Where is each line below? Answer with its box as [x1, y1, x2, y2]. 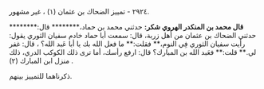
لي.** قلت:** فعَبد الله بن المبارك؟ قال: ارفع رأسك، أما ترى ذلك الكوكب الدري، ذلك [9, 48, 257, 56]
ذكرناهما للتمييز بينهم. [9, 72, 73, 80]
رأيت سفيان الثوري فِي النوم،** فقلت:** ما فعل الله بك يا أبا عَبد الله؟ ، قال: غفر [9, 39, 246, 48]
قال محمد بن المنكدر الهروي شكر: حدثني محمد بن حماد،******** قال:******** [9, 22, 244, 31]
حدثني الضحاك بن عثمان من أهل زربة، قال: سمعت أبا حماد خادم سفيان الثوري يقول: [9, 31, 257, 40]
